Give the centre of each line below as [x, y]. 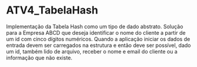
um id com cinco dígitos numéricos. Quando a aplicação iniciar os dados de [98, 39]
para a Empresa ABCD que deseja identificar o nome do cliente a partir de [96, 32]
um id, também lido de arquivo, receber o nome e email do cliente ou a [92, 51]
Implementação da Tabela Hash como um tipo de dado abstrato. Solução [95, 26]
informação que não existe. [39, 58]
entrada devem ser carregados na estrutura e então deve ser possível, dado [98, 45]
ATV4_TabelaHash [52, 10]
